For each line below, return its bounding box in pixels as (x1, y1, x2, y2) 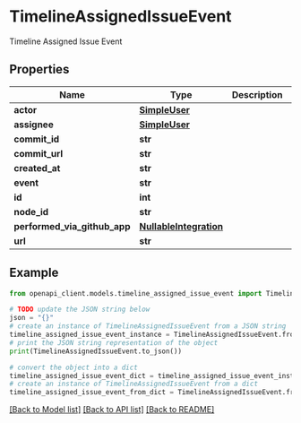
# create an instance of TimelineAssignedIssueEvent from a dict (9, 379, 258, 389)
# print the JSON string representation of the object (9, 338, 219, 347)
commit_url (13, 147, 64, 160)
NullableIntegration (139, 220, 224, 232)
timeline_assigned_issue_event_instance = (9, 330, 170, 340)
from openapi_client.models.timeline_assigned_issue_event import (9, 289, 262, 298)
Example (9, 265, 59, 281)
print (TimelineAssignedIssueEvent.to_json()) (9, 347, 182, 356)
